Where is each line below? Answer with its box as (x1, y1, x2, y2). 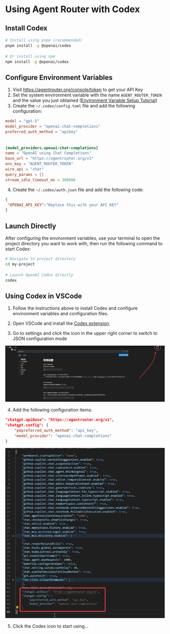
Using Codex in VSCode (5, 291, 82, 300)
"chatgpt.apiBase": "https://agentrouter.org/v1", (5, 417, 114, 422)
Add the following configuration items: (12, 407, 93, 413)
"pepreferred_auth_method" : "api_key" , (14, 428, 99, 433)
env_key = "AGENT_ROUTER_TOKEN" (5, 161, 73, 167)
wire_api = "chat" (5, 167, 44, 172)
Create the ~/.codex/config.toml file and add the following (12, 103, 136, 109)
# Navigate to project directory (5, 256, 76, 262)
